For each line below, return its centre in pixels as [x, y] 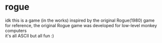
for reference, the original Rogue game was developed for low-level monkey [81, 25]
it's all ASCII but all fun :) [30, 36]
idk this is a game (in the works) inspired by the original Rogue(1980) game [80, 20]
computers [16, 30]
